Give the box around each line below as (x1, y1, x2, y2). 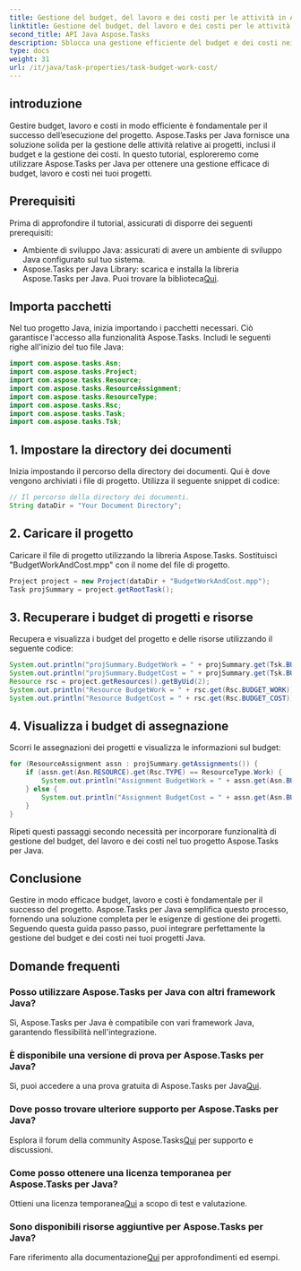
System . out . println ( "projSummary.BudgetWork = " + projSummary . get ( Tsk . (9, 661, 287, 670)
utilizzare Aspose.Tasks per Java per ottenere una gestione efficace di (9, 158, 270, 169)
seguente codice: (9, 643, 73, 654)
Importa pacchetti (9, 298, 112, 314)
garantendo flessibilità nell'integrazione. (9, 1027, 158, 1038)
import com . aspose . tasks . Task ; (9, 409, 126, 418)
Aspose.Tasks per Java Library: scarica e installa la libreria (21, 264, 239, 274)
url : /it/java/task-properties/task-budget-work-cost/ (9, 64, 219, 73)
